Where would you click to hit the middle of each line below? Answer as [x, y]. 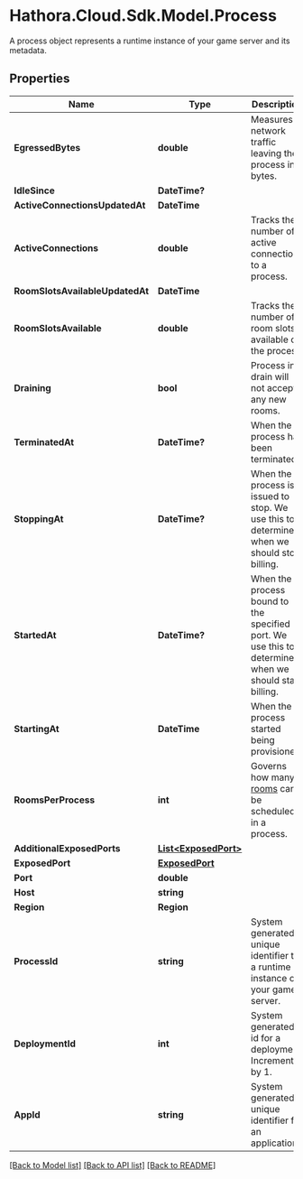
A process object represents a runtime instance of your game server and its [150, 41]
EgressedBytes [47, 147]
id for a [266, 1037]
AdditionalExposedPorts [67, 848]
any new [269, 399]
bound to [270, 601]
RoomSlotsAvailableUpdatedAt [82, 291]
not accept [274, 387]
